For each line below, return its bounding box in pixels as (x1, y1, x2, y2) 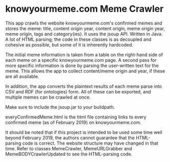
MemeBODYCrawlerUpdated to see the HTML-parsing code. (5, 151, 133, 157)
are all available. (5, 73, 39, 79)
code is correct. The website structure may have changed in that (22, 140, 158, 146)
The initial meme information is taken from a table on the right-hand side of (5, 52, 163, 58)
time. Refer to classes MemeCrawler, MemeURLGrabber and (5, 145, 132, 151)
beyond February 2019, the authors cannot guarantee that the (5, 134, 135, 141)
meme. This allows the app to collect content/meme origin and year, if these (5, 67, 165, 74)
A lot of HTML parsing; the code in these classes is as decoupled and (5, 36, 152, 42)
